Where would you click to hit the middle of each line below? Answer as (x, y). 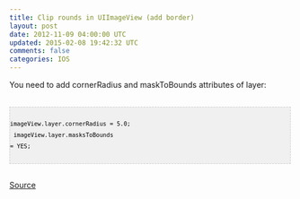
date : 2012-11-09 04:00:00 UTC (68, 34)
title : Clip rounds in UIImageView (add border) (102, 17)
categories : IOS (40, 59)
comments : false (40, 51)
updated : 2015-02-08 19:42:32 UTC (74, 43)
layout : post (34, 26)
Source (22, 185)
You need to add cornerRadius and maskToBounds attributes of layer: (138, 85)
